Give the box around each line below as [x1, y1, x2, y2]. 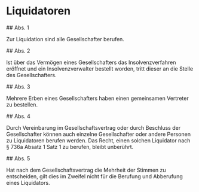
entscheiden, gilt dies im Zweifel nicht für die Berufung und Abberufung [6, 172, 183, 180]
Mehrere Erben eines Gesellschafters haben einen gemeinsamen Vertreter [6, 95, 189, 102]
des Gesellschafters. [6, 71, 57, 78]
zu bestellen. [6, 100, 38, 108]
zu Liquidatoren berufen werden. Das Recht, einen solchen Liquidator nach [6, 136, 191, 144]
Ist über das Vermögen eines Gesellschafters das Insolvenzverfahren [6, 59, 176, 66]
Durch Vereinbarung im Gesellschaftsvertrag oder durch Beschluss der [6, 124, 181, 131]
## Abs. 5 [6, 154, 30, 162]
